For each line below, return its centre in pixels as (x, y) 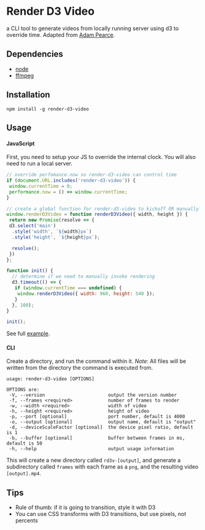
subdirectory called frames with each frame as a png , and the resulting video (102, 467)
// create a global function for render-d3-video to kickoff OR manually (103, 209)
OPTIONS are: (23, 390)
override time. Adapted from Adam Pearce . (61, 34)
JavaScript (21, 143)
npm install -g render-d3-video (48, 109)
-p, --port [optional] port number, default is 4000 (97, 417)
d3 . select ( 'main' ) (33, 226)
